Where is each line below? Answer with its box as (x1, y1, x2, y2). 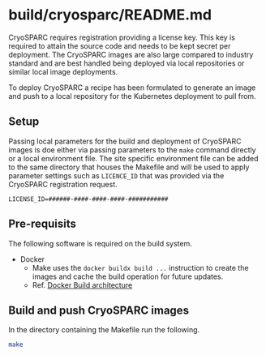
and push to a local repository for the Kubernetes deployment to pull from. (8, 91, 257, 101)
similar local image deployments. (8, 66, 118, 76)
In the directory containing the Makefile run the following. (8, 325, 200, 335)
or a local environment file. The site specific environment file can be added (8, 153, 259, 163)
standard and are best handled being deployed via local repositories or (8, 58, 245, 68)
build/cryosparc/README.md (8, 6, 212, 24)
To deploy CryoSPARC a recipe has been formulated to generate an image (8, 83, 256, 92)
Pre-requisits (8, 217, 77, 231)
